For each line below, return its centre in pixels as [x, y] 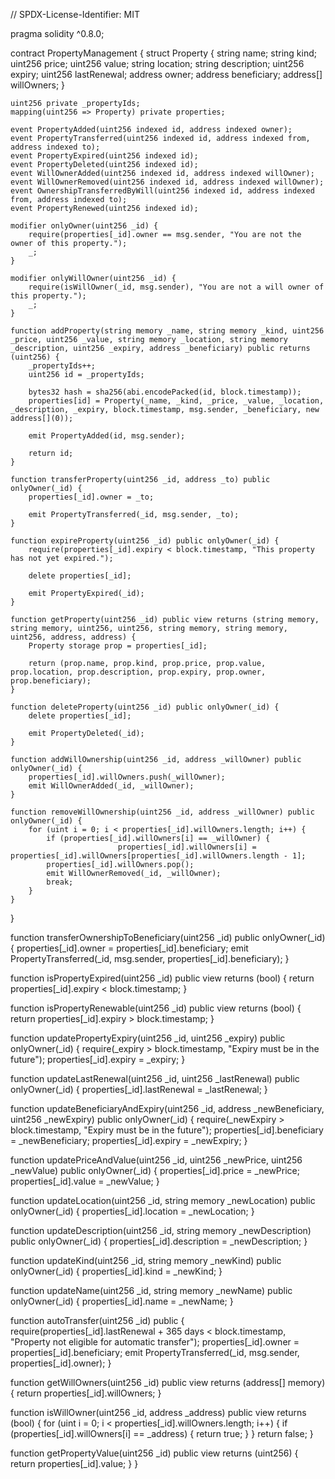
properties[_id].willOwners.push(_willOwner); [127, 777]
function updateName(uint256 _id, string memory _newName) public [151, 1290]
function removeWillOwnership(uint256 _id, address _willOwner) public [162, 812]
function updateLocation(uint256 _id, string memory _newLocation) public [163, 1200]
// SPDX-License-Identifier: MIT [75, 14]
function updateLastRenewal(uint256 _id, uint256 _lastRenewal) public [155, 1078]
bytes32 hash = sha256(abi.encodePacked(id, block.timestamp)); [165, 392]
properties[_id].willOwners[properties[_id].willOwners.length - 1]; [158, 856]
